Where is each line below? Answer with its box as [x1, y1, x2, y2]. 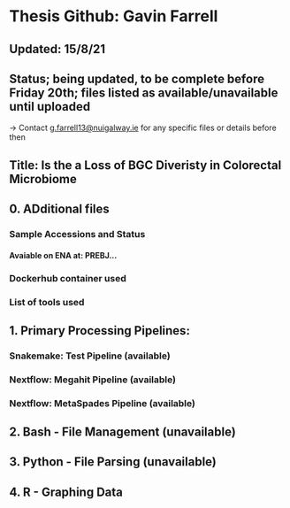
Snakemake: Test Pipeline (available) [9, 350, 171, 362]
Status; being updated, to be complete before [9, 71, 265, 86]
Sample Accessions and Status [9, 228, 146, 241]
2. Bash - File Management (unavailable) [9, 425, 236, 440]
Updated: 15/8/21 [9, 42, 106, 57]
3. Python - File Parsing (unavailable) [9, 454, 217, 470]
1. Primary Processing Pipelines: [9, 323, 190, 338]
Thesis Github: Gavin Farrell [9, 6, 218, 27]
